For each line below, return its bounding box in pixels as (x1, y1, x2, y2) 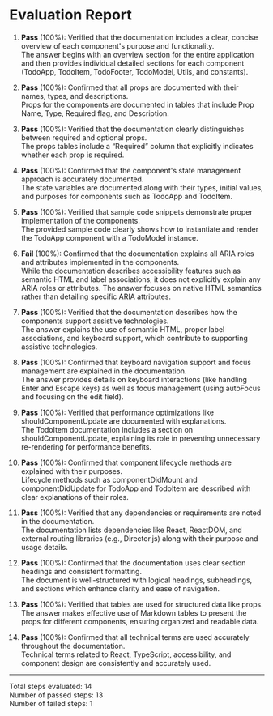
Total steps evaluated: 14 (9, 681, 92, 691)
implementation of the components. (20, 215, 141, 225)
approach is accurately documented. (20, 174, 144, 184)
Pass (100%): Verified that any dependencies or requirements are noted (20, 508, 262, 518)
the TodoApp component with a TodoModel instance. (20, 232, 199, 242)
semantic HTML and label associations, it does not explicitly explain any (20, 274, 262, 284)
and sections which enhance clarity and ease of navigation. (20, 583, 220, 593)
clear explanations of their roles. (20, 492, 129, 501)
